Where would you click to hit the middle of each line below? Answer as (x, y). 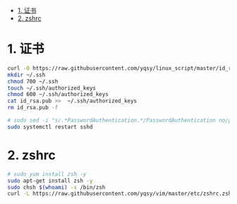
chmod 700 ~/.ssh (33, 81)
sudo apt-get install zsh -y (50, 181)
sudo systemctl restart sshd (50, 127)
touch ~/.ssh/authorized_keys (52, 88)
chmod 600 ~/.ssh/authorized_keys (58, 95)
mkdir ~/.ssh (26, 75)
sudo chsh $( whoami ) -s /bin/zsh (56, 187)
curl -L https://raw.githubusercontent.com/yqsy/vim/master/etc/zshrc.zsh (120, 194)
